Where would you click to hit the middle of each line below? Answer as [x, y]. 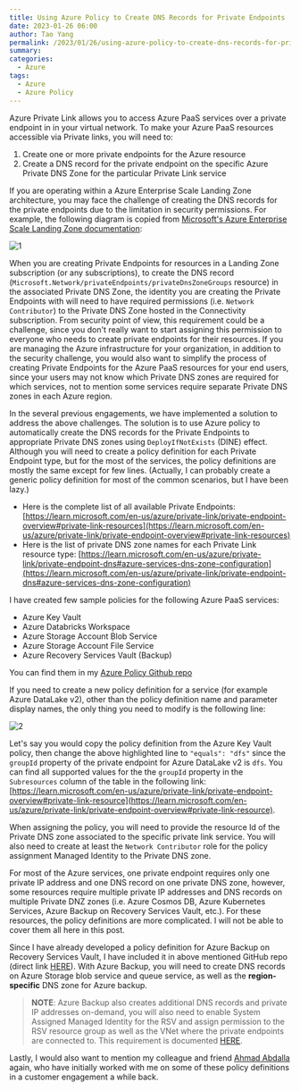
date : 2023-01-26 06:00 [54, 26]
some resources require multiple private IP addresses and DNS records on [146, 892]
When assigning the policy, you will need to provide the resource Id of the [145, 827]
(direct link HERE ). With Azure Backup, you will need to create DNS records [147, 966]
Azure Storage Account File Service [88, 645]
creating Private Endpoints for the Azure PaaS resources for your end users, [149, 367]
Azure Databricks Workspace [76, 626]
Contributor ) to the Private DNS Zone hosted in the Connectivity [128, 310]
